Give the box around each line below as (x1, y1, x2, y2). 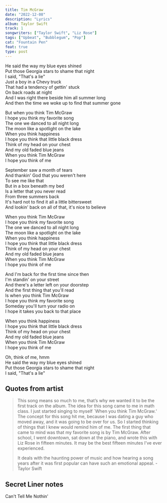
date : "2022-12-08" (5, 12, 46, 17)
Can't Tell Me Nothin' (5, 494, 49, 500)
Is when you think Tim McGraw (5, 292, 69, 298)
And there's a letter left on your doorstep (5, 281, 89, 287)
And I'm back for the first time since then (5, 271, 89, 277)
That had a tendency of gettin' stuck (5, 84, 80, 90)
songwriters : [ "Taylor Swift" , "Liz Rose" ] (5, 30, 97, 35)
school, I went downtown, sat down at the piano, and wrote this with (17, 435, 158, 441)
